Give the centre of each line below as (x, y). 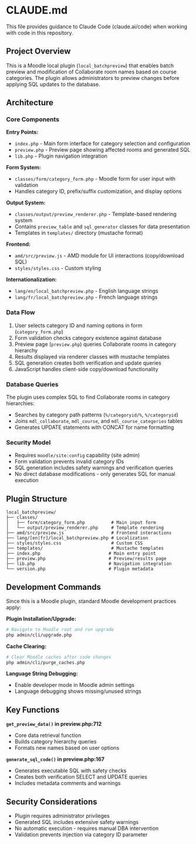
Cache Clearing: (26, 646)
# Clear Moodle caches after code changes (59, 657)
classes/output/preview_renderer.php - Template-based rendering (96, 214)
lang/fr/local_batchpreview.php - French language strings (86, 297)
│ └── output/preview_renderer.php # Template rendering (85, 528)
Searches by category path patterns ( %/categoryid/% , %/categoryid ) (97, 415)
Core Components (33, 119)
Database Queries (32, 384)
